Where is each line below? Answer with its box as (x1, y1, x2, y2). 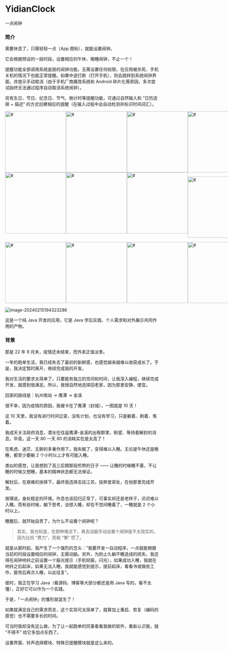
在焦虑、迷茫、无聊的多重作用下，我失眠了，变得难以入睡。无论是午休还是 (5, 446, 154, 452)
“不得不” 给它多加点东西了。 (5, 629, 62, 635)
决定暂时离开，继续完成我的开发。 (18, 365, 86, 371)
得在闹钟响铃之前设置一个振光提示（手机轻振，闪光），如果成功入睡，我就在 (5, 557, 157, 563)
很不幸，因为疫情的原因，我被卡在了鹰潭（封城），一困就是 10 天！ (5, 402, 138, 409)
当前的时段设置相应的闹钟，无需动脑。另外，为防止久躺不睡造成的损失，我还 (5, 551, 159, 557)
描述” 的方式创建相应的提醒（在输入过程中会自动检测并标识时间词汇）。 (14, 101, 157, 107)
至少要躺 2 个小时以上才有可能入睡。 (18, 452, 92, 458)
